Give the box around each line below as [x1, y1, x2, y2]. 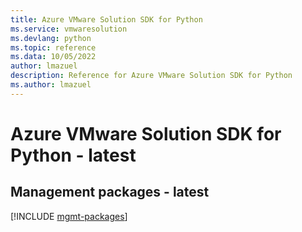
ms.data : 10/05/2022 [10, 52, 97, 62]
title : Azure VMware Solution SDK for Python [10, 14, 203, 25]
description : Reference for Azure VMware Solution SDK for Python [10, 71, 293, 81]
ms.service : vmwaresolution [10, 24, 128, 34]
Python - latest [10, 144, 137, 166]
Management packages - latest [10, 184, 210, 201]
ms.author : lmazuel [10, 80, 92, 90]
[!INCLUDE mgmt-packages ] [10, 210, 128, 222]
